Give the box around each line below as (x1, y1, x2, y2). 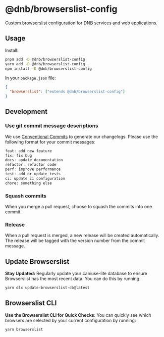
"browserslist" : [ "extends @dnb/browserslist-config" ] (9, 89, 125, 95)
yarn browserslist (5, 327, 43, 332)
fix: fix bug (5, 153, 32, 158)
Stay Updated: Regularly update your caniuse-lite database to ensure (5, 271, 148, 277)
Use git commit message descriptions (5, 122, 98, 129)
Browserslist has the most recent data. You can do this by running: (5, 276, 141, 282)
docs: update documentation (5, 157, 63, 163)
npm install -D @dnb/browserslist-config (5, 66, 92, 71)
